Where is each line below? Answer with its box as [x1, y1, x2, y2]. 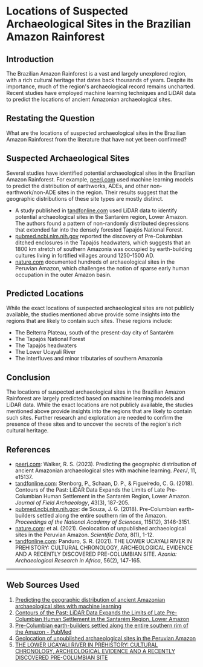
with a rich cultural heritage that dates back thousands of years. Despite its [6, 77, 193, 83]
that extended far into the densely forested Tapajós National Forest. [14, 226, 184, 233]
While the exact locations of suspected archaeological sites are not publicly [6, 304, 195, 312]
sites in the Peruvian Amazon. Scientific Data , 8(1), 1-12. [14, 531, 154, 539]
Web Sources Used [6, 580, 80, 590]
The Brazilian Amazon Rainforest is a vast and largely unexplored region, [6, 70, 187, 77]
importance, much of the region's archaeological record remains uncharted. [6, 83, 195, 90]
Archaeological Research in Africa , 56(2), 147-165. [14, 557, 141, 564]
